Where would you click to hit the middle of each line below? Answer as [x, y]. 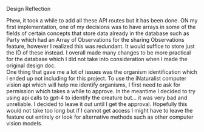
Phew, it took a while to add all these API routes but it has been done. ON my [102, 20]
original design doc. [31, 65]
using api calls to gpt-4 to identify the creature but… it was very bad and [97, 97]
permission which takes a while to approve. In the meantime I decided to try [101, 91]
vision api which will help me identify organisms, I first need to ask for [93, 85]
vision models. [24, 123]
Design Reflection [29, 9]
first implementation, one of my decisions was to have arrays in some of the [101, 27]
